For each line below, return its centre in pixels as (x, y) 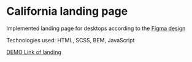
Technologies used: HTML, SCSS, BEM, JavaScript (71, 40)
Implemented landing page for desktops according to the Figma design (96, 28)
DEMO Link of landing (34, 52)
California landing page (67, 11)
